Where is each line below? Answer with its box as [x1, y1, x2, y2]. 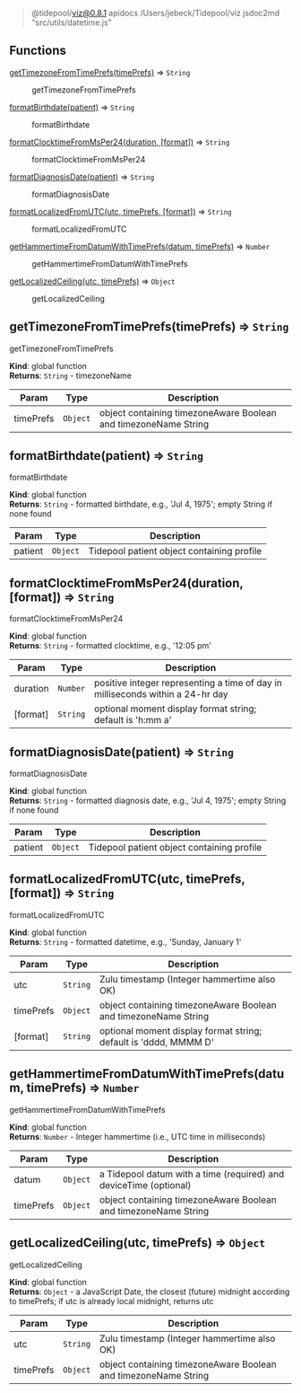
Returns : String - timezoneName [9, 370, 133, 381]
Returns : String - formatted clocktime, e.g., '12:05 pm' [9, 640, 212, 651]
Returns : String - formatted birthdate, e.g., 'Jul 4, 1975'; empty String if [9, 498, 273, 510]
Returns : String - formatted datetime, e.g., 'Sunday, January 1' [9, 936, 242, 947]
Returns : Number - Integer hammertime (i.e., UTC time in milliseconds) [9, 1131, 266, 1142]
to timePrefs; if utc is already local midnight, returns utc [9, 1295, 214, 1306]
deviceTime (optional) [99, 1178, 192, 1191]
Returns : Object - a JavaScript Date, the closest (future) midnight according [9, 1286, 290, 1297]
